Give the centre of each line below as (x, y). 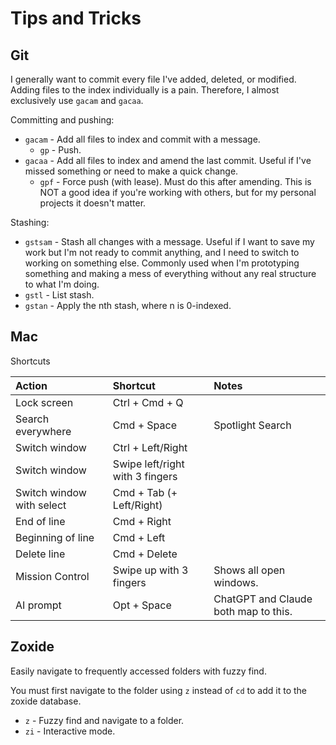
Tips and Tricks (76, 18)
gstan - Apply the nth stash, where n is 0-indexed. (128, 305)
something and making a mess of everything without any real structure (170, 273)
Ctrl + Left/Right (150, 447)
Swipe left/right (148, 464)
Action (31, 385)
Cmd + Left (139, 537)
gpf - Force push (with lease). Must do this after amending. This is (175, 181)
